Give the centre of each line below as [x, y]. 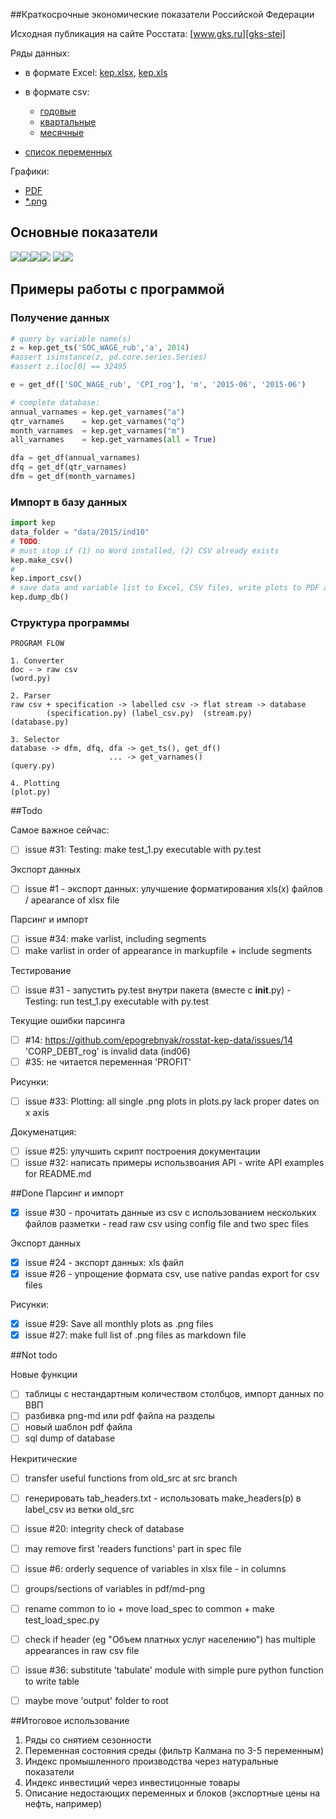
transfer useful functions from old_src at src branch [131, 1478]
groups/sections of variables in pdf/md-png [115, 1588]
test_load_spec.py [62, 1620]
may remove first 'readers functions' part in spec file [133, 1548]
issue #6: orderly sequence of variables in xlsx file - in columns [155, 1568]
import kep [33, 523]
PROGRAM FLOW [37, 644]
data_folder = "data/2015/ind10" [80, 532]
